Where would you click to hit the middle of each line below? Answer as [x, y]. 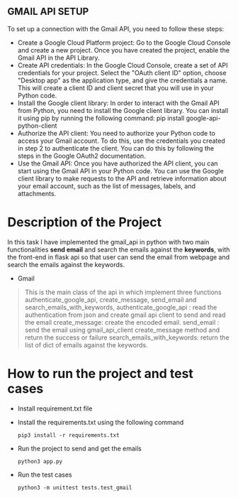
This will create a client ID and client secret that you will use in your [116, 87]
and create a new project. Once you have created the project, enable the [124, 50]
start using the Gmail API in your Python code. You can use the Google [121, 170]
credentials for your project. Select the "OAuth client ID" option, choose [122, 72]
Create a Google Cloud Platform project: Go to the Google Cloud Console [124, 43]
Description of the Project [84, 222]
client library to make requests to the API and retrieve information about [122, 178]
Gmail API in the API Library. [59, 58]
